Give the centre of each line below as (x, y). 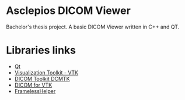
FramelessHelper (35, 91)
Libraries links (41, 50)
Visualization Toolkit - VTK (46, 72)
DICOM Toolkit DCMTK (42, 78)
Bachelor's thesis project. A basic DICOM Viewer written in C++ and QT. (93, 27)
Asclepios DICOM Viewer (69, 11)
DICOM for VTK (33, 85)
